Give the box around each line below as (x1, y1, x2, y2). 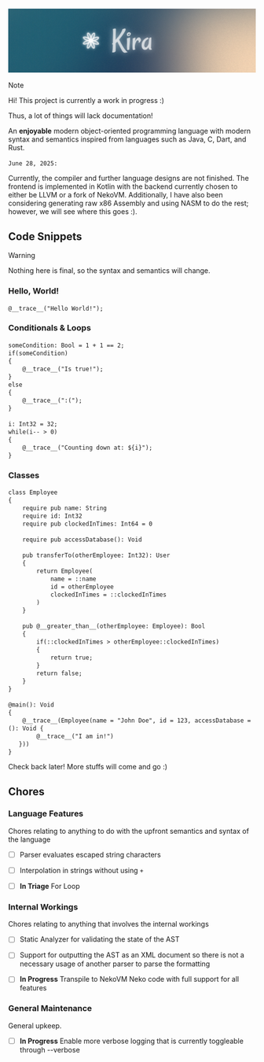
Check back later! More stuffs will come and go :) (8, 762, 167, 772)
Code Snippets (8, 230, 82, 243)
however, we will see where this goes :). (8, 207, 137, 216)
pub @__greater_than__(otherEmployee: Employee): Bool (22, 622, 206, 630)
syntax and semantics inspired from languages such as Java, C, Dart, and (8, 135, 247, 144)
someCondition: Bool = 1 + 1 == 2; (8, 341, 125, 349)
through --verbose (19, 1045, 80, 1054)
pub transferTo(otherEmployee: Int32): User (22, 551, 170, 559)
